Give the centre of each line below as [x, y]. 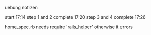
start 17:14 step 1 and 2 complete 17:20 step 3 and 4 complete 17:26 [75, 17]
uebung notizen [21, 7]
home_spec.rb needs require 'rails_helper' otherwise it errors [69, 27]
